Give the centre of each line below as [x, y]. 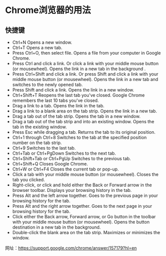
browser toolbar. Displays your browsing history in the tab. [72, 190]
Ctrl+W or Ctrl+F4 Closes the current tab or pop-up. [65, 169]
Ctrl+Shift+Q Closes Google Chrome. [50, 164]
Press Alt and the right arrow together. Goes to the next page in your [82, 206]
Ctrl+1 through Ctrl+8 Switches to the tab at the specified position [80, 137]
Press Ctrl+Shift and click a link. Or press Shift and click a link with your [85, 74]
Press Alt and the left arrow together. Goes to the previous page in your [85, 195]
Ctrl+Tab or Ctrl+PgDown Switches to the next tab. [64, 153]
